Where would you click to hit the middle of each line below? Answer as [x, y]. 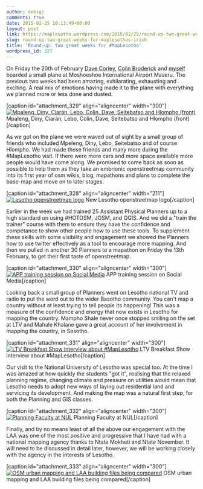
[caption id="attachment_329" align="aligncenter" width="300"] [87, 106]
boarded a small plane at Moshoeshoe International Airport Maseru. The [96, 75]
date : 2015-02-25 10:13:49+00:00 [48, 23]
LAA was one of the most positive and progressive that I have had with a [96, 435]
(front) [182, 118]
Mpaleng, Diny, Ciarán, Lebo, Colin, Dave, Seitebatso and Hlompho [89, 118]
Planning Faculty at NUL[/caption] [116, 417]
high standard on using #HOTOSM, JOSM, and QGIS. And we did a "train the [101, 217]
